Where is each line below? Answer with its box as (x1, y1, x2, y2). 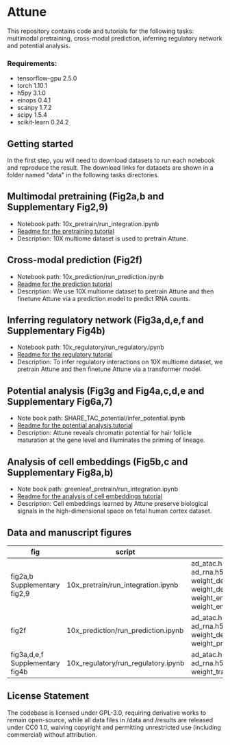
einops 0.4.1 (16, 96, 51, 104)
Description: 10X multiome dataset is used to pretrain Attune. (16, 234, 189, 243)
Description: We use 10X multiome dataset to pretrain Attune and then (16, 287, 214, 296)
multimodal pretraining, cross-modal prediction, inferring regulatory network (7, 34, 222, 42)
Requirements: (7, 58, 57, 68)
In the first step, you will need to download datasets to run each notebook (7, 156, 216, 165)
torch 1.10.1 (16, 82, 48, 90)
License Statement (7, 690, 89, 702)
